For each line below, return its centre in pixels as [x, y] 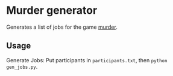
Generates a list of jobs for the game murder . [62, 27]
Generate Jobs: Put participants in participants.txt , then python [87, 60]
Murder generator [52, 10]
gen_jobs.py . [22, 66]
